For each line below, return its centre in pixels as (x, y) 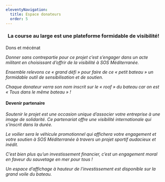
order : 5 (19, 19)
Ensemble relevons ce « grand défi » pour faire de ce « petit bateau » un (80, 72)
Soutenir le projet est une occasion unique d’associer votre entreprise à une (83, 114)
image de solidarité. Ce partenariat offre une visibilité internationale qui (79, 120)
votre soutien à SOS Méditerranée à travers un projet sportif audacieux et (81, 139)
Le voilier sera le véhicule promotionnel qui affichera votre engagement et (81, 134)
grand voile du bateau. (29, 174)
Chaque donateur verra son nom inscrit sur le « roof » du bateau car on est (82, 87)
